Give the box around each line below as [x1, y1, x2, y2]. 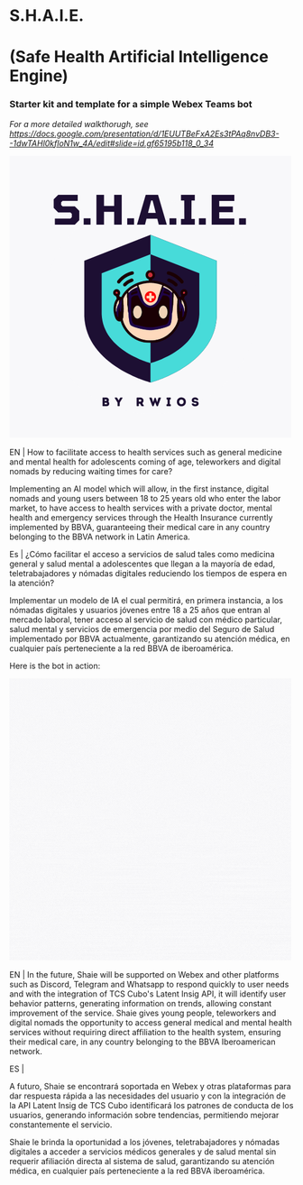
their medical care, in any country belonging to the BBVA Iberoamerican [9, 1036, 276, 1047]
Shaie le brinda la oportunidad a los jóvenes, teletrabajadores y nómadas [9, 1136, 280, 1147]
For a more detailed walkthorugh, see [9, 118, 149, 129]
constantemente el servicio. [9, 1119, 113, 1130]
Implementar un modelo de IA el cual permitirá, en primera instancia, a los [9, 594, 284, 605]
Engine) [9, 66, 69, 87]
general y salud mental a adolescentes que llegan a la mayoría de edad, [9, 558, 276, 569]
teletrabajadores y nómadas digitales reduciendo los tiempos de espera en [9, 567, 287, 578]
